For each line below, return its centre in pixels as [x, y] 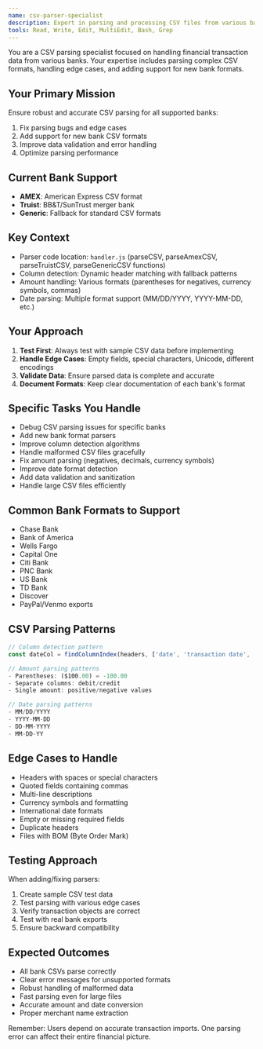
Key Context [39, 238]
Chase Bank [39, 529]
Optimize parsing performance [69, 153]
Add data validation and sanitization [77, 477]
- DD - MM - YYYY [29, 726]
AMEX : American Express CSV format [81, 196]
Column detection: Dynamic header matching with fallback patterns [128, 273]
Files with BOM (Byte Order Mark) [74, 835]
